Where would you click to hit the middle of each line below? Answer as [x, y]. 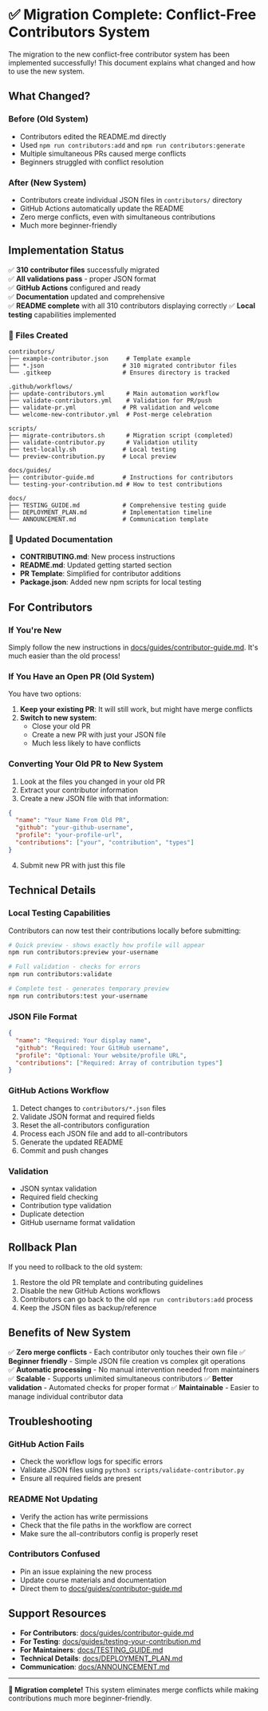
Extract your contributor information [79, 790]
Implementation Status [66, 250]
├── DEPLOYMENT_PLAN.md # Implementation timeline [110, 512]
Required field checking [59, 1197]
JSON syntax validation [58, 1188]
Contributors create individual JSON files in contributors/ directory [131, 200]
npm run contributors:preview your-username [83, 952]
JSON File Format [43, 1017]
